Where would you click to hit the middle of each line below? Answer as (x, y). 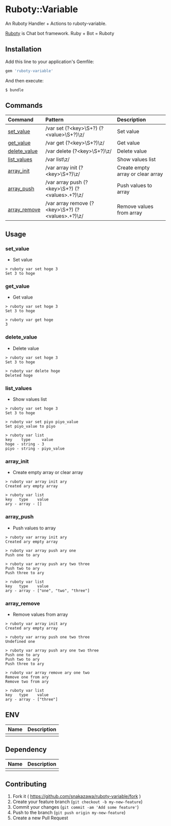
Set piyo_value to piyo (31, 426)
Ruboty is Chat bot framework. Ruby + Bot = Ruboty (60, 33)
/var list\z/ (57, 160)
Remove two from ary (27, 682)
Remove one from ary (27, 677)
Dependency (26, 749)
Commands (24, 106)
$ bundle (15, 90)
